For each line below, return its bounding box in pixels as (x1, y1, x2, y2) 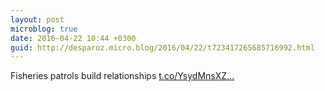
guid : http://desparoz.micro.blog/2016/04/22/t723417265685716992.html (10, 42, 315, 53)
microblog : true (10, 24, 78, 34)
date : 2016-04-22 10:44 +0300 (10, 33, 137, 43)
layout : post (10, 14, 65, 25)
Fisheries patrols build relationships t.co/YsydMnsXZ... (10, 70, 235, 82)
